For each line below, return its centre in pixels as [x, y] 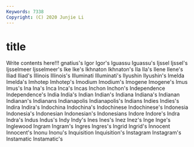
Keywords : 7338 [25, 12]
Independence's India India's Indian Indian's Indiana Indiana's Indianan [93, 95]
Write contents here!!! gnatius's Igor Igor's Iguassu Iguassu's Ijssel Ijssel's [97, 63]
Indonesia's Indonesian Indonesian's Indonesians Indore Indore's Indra [93, 114]
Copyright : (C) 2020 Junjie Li [45, 17]
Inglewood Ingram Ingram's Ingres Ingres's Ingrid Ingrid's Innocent [88, 126]
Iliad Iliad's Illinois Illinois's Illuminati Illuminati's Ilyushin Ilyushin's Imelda [96, 76]
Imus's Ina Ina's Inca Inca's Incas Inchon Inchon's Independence [86, 88]
